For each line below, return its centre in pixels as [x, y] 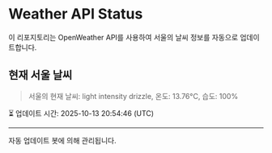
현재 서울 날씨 [40, 75]
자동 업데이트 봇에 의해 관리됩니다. [62, 140]
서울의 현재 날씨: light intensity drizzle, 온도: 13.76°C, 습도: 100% [133, 96]
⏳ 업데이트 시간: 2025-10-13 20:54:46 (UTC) [81, 113]
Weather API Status [76, 14]
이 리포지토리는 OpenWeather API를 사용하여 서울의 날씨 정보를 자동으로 [123, 37]
